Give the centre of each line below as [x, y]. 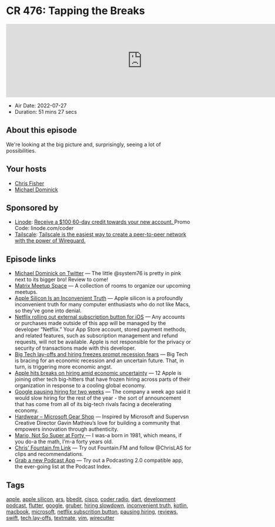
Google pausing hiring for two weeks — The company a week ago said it [103, 392]
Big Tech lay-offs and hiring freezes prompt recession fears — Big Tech [101, 354]
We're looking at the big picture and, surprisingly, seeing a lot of [84, 144]
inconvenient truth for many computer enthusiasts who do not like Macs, [102, 305]
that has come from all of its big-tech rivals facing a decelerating [93, 404]
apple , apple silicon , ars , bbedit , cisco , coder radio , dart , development [91, 499]
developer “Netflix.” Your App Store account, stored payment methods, [100, 329]
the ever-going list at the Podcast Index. [63, 467]
